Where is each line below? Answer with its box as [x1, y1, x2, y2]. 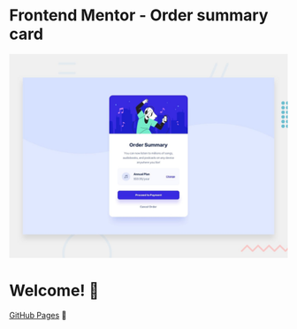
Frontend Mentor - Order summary [9, 5, 269, 26]
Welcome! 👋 [9, 280, 100, 301]
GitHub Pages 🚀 [9, 310, 67, 321]
